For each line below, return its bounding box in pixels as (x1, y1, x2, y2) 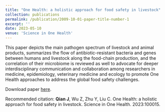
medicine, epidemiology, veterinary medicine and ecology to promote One (5, 71, 159, 77)
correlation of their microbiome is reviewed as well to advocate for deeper (5, 61, 158, 66)
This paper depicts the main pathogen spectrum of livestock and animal (5, 45, 154, 50)
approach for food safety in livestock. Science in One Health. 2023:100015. (5, 101, 160, 107)
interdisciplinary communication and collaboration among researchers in (5, 66, 155, 72)
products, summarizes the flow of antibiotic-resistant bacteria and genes (5, 50, 156, 56)
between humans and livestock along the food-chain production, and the (5, 55, 156, 61)
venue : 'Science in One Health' (5, 31, 73, 36)
